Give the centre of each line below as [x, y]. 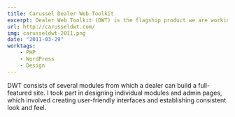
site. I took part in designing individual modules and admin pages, [128, 93]
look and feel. [27, 107]
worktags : [22, 46]
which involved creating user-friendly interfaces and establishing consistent [116, 100]
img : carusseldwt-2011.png [47, 33]
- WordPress [37, 59]
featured [20, 93]
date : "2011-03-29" [36, 40]
